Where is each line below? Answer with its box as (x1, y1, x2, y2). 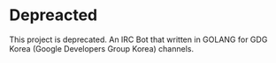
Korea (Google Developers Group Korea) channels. (9, 43, 195, 53)
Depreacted (9, 5, 98, 25)
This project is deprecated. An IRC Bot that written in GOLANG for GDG (9, 34, 268, 45)
